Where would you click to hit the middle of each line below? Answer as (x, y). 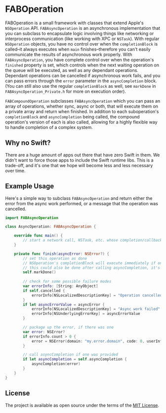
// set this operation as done (55, 258)
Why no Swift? (28, 143)
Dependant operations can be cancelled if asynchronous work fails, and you (83, 75)
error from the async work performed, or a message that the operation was (82, 203)
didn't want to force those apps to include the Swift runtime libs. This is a (80, 160)
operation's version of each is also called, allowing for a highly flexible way (81, 122)
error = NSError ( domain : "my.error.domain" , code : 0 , (88, 341)
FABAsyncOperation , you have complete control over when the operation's (80, 59)
